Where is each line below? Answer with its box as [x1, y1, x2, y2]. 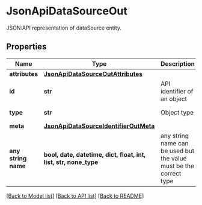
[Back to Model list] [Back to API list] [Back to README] [6, 192, 144, 200]
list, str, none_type [44, 158, 99, 166]
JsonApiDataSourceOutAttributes [44, 69, 143, 78]
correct [160, 169, 182, 177]
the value [160, 154, 187, 162]
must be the [160, 162, 194, 170]
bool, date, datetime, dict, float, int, [44, 150, 146, 159]
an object [160, 95, 188, 103]
